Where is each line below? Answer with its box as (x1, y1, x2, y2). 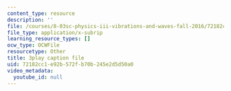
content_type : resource (7, 10, 76, 17)
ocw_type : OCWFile (7, 42, 60, 49)
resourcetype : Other (7, 49, 67, 55)
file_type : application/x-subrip (7, 29, 103, 36)
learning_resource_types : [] (7, 36, 91, 42)
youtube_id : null (13, 73, 63, 81)
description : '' (7, 16, 54, 23)
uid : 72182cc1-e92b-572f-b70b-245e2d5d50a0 (7, 61, 134, 68)
